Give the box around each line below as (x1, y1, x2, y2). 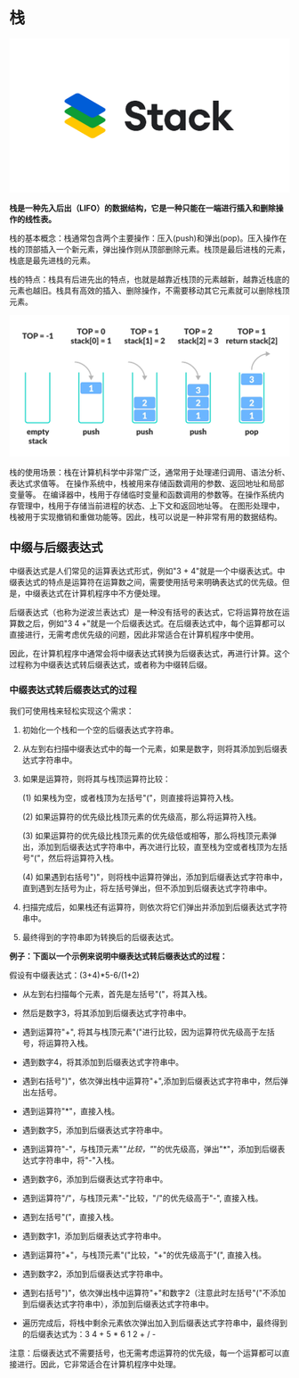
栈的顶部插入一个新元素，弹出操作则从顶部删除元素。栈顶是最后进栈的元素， (9, 244, 290, 255)
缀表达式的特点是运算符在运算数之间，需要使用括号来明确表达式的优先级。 (9, 576, 282, 587)
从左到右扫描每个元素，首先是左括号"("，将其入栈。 (21, 988, 212, 999)
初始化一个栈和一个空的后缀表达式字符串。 (21, 724, 179, 735)
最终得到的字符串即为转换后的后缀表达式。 (21, 931, 179, 942)
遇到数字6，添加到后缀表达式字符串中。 (21, 1174, 168, 1184)
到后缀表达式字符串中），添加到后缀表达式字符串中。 (21, 1299, 214, 1309)
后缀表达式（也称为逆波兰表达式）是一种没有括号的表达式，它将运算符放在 (9, 606, 282, 617)
